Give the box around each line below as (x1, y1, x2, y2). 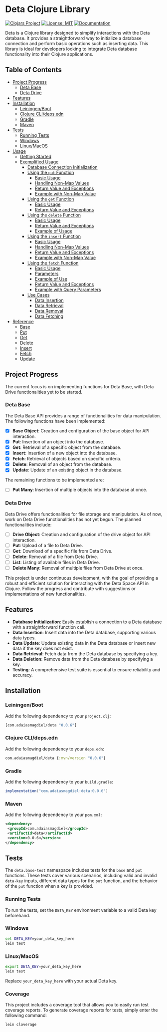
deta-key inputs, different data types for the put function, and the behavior (5, 878, 158, 884)
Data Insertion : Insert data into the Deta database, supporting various (12, 629, 156, 635)
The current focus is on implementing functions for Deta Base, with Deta (5, 383, 154, 389)
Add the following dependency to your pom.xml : (5, 812, 102, 818)
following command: (5, 1012, 47, 1018)
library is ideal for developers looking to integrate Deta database (5, 46, 137, 52)
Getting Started (19, 153, 51, 159)
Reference (12, 318, 34, 324)
